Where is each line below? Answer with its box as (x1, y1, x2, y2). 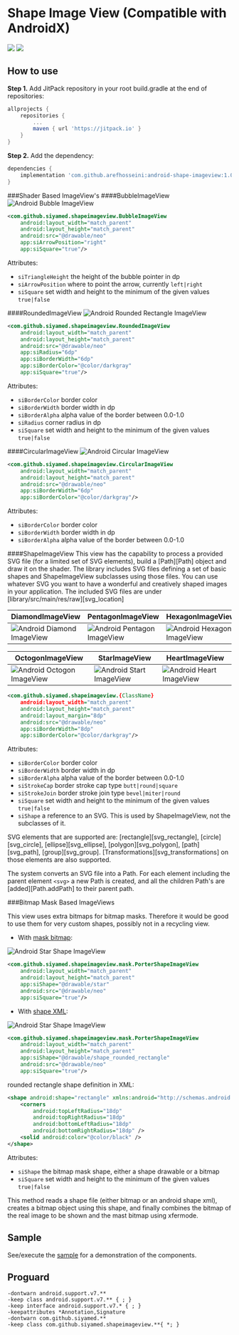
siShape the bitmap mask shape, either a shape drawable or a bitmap (17, 1167, 220, 1176)
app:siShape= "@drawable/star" (20, 981, 110, 988)
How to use (7, 65, 58, 78)
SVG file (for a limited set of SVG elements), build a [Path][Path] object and (7, 557, 227, 566)
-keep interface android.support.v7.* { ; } (7, 1302, 142, 1310)
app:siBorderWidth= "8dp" (20, 725, 94, 732)
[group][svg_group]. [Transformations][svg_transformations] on (42, 848, 229, 857)
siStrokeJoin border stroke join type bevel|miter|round (17, 788, 181, 798)
